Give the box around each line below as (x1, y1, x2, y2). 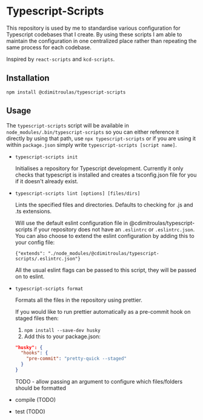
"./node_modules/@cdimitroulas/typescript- (47, 250, 159, 256)
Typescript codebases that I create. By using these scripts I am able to (6, 30, 182, 38)
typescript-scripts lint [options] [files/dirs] (15, 190, 141, 197)
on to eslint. (15, 273, 45, 280)
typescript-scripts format (15, 285, 84, 292)
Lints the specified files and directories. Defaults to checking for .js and (15, 201, 193, 208)
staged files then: (15, 314, 59, 322)
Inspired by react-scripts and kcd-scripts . (6, 55, 115, 63)
